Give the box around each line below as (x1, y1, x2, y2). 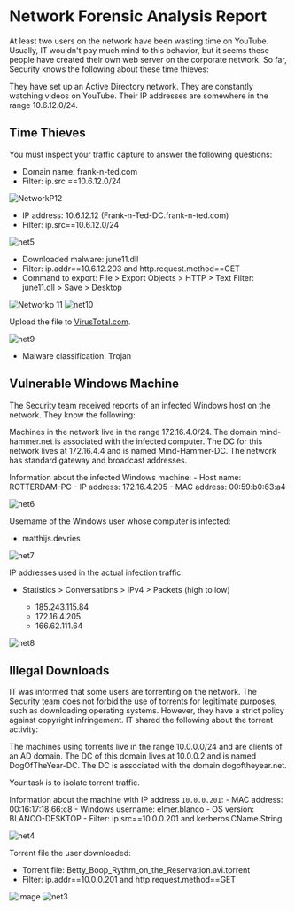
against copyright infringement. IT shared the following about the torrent (9, 715, 274, 726)
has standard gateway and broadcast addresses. (9, 455, 188, 465)
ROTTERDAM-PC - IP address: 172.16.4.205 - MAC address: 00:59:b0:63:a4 (9, 481, 286, 492)
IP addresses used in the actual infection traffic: (9, 567, 184, 578)
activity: (9, 724, 38, 735)
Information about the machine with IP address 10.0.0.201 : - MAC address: (9, 795, 283, 806)
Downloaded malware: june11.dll (21, 253, 139, 264)
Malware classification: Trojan (21, 350, 131, 361)
